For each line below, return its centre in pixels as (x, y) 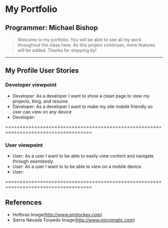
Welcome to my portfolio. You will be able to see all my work (79, 39)
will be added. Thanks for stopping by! (57, 50)
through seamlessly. (33, 161)
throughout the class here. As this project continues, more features (86, 45)
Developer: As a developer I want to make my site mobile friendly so (82, 106)
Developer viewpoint (31, 85)
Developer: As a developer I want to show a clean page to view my (81, 95)
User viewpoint (24, 145)
